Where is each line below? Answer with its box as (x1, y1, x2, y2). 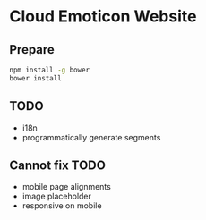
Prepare (9, 42, 56, 57)
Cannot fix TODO (9, 157, 106, 173)
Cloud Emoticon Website (9, 6, 197, 27)
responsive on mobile (21, 200, 102, 211)
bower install (9, 73, 63, 82)
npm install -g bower (9, 65, 90, 74)
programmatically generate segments (21, 131, 161, 142)
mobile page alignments (21, 182, 112, 192)
